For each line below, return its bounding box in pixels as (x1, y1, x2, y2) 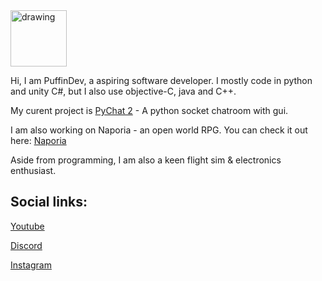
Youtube (10, 220, 45, 232)
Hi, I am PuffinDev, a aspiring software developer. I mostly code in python (10, 75, 313, 86)
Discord (10, 239, 43, 251)
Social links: (10, 194, 88, 211)
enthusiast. (10, 165, 57, 176)
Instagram (10, 259, 52, 271)
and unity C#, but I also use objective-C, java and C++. (10, 85, 237, 97)
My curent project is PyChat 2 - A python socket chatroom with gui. (10, 105, 289, 116)
